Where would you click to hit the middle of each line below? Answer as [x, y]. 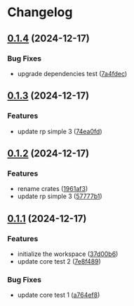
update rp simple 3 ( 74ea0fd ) [60, 131]
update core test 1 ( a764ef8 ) [59, 295]
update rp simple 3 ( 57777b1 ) [60, 196]
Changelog [40, 12]
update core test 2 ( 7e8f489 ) [59, 261]
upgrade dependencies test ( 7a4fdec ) [72, 73]
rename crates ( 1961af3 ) [53, 189]
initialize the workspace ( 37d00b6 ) [68, 254]
